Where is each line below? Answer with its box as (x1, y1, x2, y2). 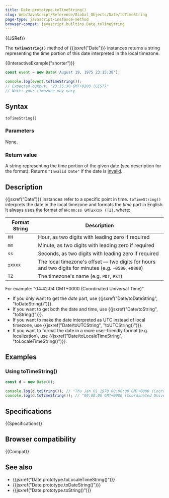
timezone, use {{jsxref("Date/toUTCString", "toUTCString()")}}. (12, 322, 143, 328)
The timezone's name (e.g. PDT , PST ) (38, 273, 123, 280)
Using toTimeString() (5, 368, 58, 375)
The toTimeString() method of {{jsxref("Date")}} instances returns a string (5, 45, 160, 51)
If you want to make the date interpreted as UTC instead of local (12, 317, 146, 323)
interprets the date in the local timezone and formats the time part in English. (5, 201, 164, 207)
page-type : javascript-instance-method (5, 17, 89, 22)
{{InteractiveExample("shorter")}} (5, 60, 75, 66)
